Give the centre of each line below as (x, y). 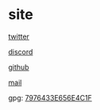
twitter (19, 36)
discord (21, 51)
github (19, 67)
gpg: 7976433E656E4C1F (50, 97)
